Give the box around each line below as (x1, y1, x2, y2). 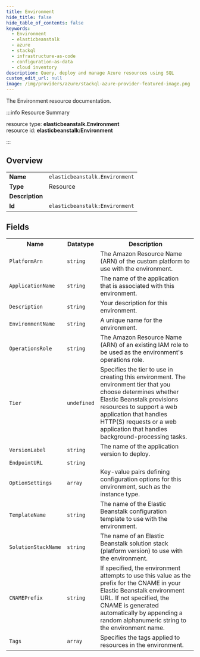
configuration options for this (100, 475, 182, 483)
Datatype (67, 240, 94, 248)
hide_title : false (6, 14, 52, 20)
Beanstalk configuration (100, 507, 167, 515)
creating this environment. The (100, 373, 186, 381)
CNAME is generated (100, 601, 159, 609)
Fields (6, 222, 30, 232)
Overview (6, 156, 43, 166)
